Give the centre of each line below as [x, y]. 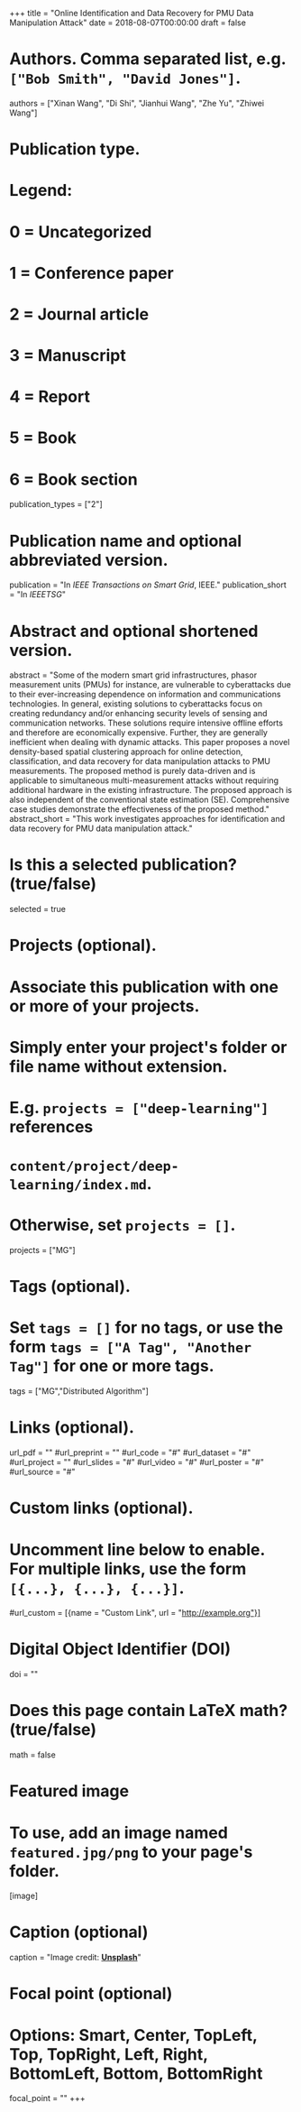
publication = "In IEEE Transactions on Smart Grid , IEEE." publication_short [148, 585]
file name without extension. [119, 1066]
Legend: [41, 191]
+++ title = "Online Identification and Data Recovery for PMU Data [132, 13]
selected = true [37, 909]
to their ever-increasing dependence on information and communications [145, 695]
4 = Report [50, 397]
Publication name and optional [126, 541]
